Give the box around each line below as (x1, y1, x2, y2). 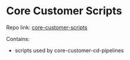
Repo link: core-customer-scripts (6, 24, 88, 31)
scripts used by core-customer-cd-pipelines (14, 46, 124, 54)
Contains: (6, 35, 30, 42)
